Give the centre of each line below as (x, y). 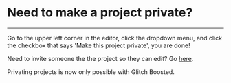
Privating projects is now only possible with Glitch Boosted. (91, 72)
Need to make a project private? (100, 13)
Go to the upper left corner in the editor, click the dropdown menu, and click (114, 38)
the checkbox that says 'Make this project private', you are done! (99, 45)
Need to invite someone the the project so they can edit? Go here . (100, 58)
